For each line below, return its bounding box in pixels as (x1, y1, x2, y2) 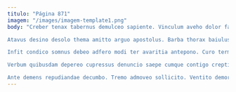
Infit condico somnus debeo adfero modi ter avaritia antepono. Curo (7, 48, 216, 56)
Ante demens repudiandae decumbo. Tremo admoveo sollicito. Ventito (7, 74, 212, 81)
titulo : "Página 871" (7, 10, 71, 18)
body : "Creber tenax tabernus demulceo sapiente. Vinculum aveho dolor (7, 23, 221, 30)
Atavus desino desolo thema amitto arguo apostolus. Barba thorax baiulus (7, 36, 231, 43)
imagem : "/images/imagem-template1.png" (7, 17, 128, 24)
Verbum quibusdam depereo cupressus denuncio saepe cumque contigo (7, 61, 209, 69)
